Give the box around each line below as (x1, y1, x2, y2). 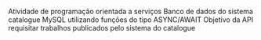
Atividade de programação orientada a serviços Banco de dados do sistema (8, 7, 253, 16)
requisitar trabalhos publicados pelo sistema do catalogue (8, 24, 196, 32)
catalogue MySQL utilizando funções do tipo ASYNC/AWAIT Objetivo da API (8, 15, 253, 24)
